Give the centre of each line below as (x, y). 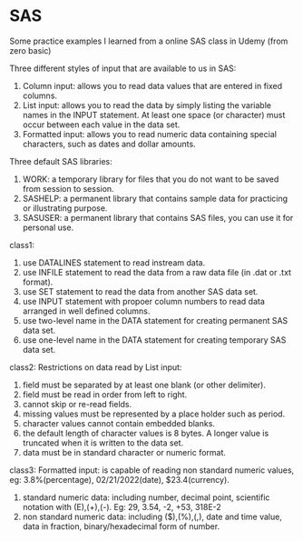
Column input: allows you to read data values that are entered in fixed (152, 85)
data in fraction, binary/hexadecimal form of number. (121, 526)
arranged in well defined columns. (86, 311)
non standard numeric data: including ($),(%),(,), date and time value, (152, 516)
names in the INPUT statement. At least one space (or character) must (154, 115)
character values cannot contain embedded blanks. (119, 423)
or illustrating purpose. (65, 208)
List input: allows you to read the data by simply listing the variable (147, 105)
